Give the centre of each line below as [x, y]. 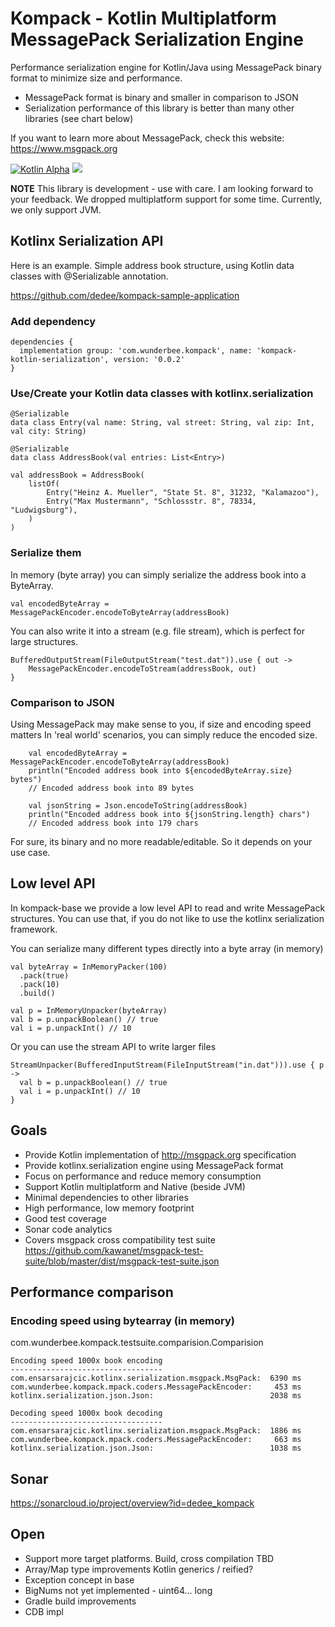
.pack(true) [44, 975]
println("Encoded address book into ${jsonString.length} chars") [169, 814]
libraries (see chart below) [79, 118]
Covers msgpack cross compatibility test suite [120, 1239]
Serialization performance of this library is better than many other [159, 108]
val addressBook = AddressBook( [77, 475]
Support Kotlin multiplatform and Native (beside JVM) [135, 1186]
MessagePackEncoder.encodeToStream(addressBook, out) [142, 668]
